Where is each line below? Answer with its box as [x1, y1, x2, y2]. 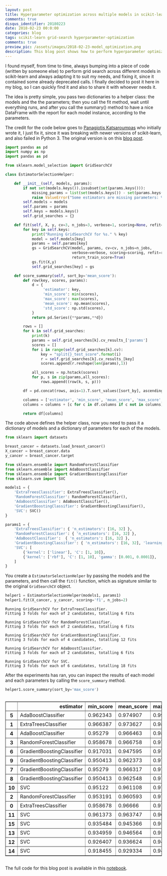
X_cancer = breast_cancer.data [5, 448, 70, 454]
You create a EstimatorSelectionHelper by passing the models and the [5, 573, 150, 579]
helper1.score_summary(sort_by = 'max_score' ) [5, 687, 99, 692]
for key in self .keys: [23, 227, 70, 232]
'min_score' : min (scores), [43, 292, 99, 297]
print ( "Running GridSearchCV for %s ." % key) [31, 231, 128, 237]
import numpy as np [5, 149, 46, 155]
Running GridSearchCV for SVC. [5, 659, 70, 664]
